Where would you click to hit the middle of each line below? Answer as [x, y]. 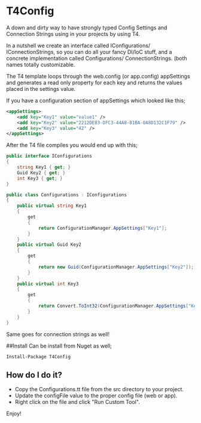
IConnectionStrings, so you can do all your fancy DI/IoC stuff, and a [89, 51]
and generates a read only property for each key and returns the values [94, 83]
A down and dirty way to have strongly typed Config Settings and [87, 28]
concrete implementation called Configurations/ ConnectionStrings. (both [97, 58]
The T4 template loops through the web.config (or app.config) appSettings [98, 76]
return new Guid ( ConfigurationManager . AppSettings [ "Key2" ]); [116, 267]
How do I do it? [34, 375]
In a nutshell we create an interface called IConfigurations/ [78, 45]
